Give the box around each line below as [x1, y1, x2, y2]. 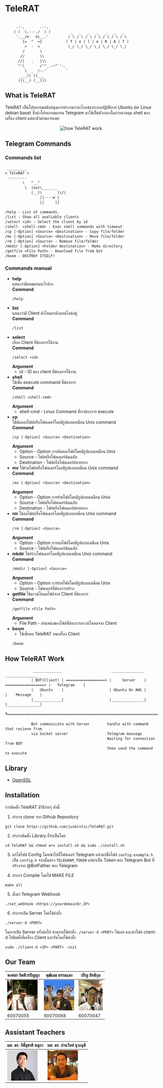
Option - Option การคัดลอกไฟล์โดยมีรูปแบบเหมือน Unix [19, 449, 116, 455]
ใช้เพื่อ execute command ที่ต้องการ [12, 380, 76, 385]
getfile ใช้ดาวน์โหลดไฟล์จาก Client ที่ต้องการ [12, 591, 89, 597]
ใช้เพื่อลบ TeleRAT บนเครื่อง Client [19, 631, 80, 637]
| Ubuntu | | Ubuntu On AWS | [31, 687, 147, 692]
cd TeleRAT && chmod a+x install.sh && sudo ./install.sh [5, 843, 125, 848]
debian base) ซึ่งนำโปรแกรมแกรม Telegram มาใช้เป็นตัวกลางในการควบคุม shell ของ [5, 110, 150, 115]
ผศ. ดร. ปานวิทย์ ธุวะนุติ [47, 1042, 86, 1048]
